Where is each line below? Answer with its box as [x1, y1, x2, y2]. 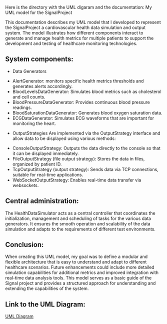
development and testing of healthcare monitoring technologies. [5, 40, 137, 46]
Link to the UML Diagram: [5, 300, 86, 308]
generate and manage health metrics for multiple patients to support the [5, 35, 154, 41]
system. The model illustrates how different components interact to [5, 30, 143, 35]
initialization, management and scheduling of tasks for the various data [5, 215, 151, 221]
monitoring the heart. [12, 120, 56, 126]
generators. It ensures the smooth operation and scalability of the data [5, 220, 151, 226]
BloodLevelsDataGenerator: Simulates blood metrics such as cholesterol [12, 88, 161, 94]
